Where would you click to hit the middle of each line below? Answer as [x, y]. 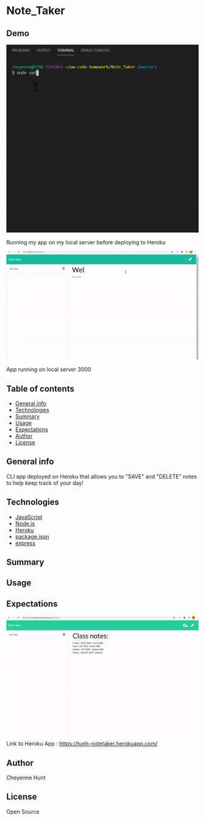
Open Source [23, 811]
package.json [32, 536]
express [25, 543]
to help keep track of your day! [45, 483]
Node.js [25, 523]
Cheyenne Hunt [26, 778]
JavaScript [29, 517]
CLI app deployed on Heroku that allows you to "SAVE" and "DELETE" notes [102, 476]
